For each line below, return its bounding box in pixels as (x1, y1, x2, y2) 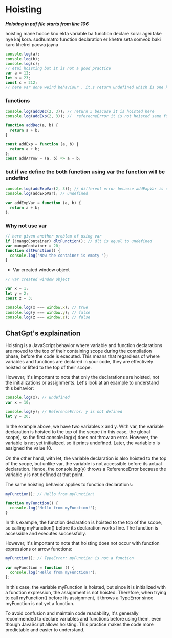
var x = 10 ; (5, 400, 31, 405)
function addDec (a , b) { (5, 122, 58, 128)
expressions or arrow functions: (5, 546, 73, 552)
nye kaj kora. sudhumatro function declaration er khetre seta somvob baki (5, 36, 161, 42)
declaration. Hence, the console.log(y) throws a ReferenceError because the (5, 466, 166, 472)
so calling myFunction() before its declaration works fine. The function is (5, 525, 159, 531)
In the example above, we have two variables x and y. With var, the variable (5, 423, 164, 429)
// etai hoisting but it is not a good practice (5, 66, 111, 71)
